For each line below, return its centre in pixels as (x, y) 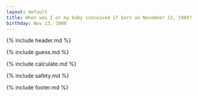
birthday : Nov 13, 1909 (37, 23)
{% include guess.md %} (37, 52)
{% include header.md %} (39, 41)
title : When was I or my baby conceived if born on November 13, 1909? (99, 18)
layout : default (27, 12)
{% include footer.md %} (37, 87)
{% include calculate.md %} (41, 64)
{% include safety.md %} (38, 76)
